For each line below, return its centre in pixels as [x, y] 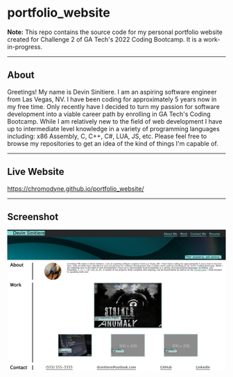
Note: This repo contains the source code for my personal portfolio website [115, 32]
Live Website [36, 172]
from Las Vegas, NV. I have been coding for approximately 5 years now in [112, 99]
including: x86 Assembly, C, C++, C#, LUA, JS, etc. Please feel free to [107, 136]
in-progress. [25, 47]
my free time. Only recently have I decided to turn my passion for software [113, 106]
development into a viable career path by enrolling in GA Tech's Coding [109, 114]
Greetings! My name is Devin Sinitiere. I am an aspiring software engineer [112, 92]
